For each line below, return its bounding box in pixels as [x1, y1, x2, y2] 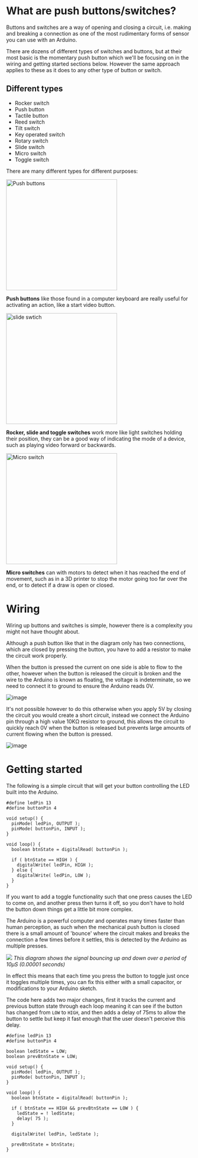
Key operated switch [14, 131, 65, 138]
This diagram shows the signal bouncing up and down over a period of [13, 954, 187, 962]
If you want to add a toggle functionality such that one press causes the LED [6, 893, 192, 900]
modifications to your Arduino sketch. [6, 985, 98, 992]
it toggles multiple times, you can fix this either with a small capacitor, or [6, 978, 182, 985]
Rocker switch [14, 99, 50, 106]
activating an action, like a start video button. [6, 301, 116, 308]
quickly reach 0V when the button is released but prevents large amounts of [6, 724, 191, 731]
